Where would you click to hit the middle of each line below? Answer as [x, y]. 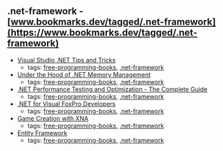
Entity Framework [42, 132]
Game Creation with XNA [52, 118]
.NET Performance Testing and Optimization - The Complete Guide [112, 89]
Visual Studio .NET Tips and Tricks [66, 60]
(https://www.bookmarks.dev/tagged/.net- [103, 33]
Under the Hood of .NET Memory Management [84, 74]
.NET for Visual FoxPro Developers [66, 104]
